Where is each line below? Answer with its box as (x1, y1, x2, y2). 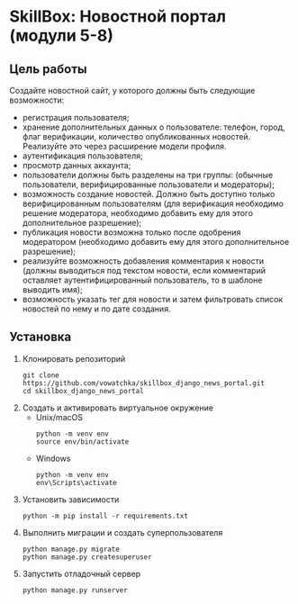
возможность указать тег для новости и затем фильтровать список (22, 294, 284, 304)
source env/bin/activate (35, 437, 130, 446)
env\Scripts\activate (35, 478, 117, 487)
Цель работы (9, 61, 87, 77)
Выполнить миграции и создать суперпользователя (22, 527, 223, 537)
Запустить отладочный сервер (22, 568, 141, 579)
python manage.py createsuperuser (22, 552, 152, 562)
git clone (22, 371, 60, 380)
